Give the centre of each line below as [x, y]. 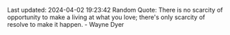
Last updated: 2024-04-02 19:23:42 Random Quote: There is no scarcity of [115, 10]
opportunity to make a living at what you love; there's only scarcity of [106, 17]
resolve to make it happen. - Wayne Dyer [66, 24]
